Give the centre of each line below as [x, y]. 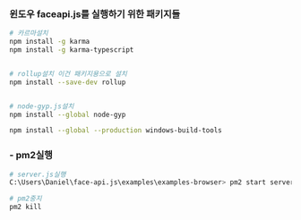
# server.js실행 [38, 174]
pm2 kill [26, 207]
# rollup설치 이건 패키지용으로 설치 [69, 73]
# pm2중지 [26, 199]
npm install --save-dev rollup [68, 82]
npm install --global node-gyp [68, 114]
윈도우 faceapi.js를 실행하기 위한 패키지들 [95, 13]
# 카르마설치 [29, 33]
